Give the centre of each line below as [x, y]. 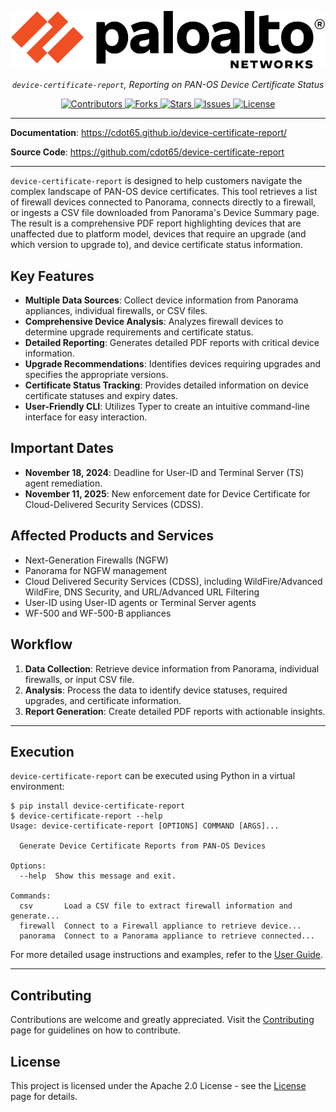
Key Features [52, 276]
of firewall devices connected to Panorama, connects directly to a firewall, [163, 202]
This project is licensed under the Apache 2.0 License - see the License [158, 1085]
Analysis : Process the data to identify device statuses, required [156, 690]
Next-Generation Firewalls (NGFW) [96, 560]
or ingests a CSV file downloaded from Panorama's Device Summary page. [165, 213]
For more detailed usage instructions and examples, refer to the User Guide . [167, 955]
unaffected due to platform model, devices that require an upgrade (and [158, 234]
